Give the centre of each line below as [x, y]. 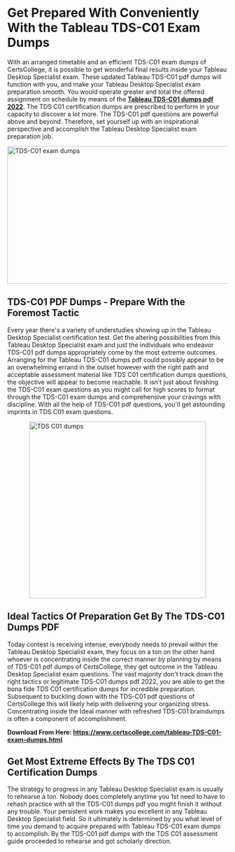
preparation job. [30, 136]
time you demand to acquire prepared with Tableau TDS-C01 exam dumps [114, 826]
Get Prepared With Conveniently [103, 13]
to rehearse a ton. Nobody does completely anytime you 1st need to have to [116, 797]
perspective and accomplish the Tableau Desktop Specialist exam [102, 129]
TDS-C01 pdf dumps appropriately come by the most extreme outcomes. [112, 352]
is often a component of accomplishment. [67, 718]
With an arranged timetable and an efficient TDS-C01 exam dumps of [107, 62]
